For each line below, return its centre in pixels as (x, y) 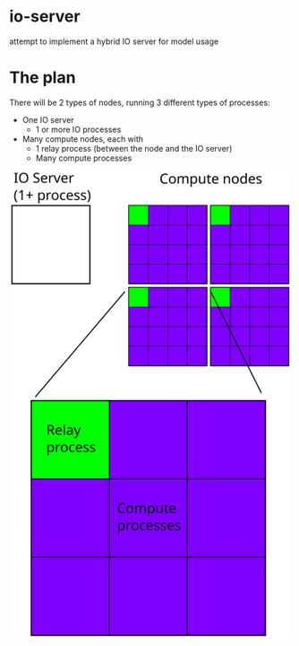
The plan (43, 78)
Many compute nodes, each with (83, 139)
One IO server (48, 119)
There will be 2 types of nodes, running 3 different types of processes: (140, 102)
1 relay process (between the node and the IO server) (134, 148)
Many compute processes (84, 158)
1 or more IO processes (78, 129)
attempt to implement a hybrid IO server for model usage (114, 41)
